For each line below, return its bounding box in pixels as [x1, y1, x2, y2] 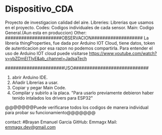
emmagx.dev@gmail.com [5, 124, 56, 130]
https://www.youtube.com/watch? [89, 50, 157, 56]
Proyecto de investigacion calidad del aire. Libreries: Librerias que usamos [5, 19, 154, 25]
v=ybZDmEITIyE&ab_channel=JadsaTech [5, 55, 87, 61]
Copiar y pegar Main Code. [12, 84, 66, 90]
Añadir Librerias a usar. [12, 79, 59, 85]
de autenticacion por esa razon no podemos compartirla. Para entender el [5, 45, 153, 51]
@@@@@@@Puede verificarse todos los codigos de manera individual [5, 104, 149, 110]
